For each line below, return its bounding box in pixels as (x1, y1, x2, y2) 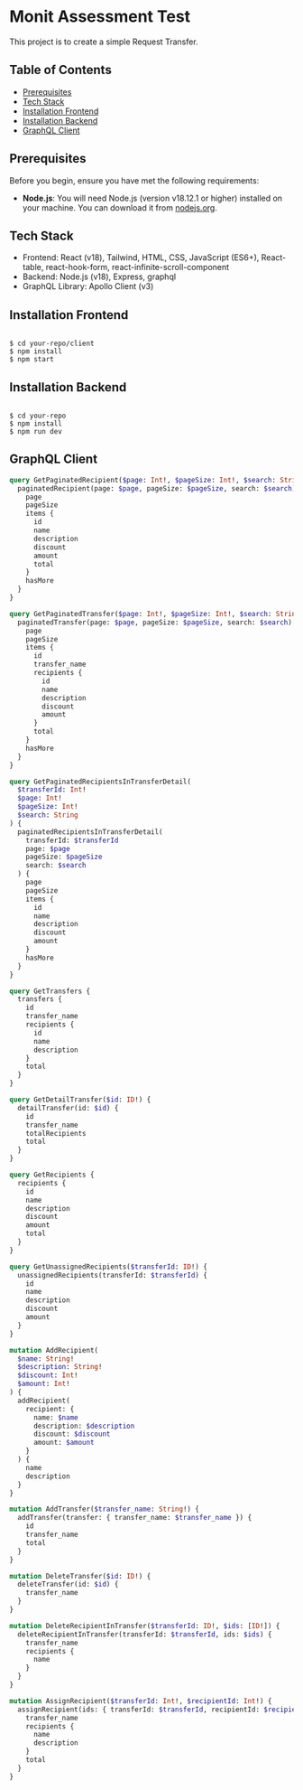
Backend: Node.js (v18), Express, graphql (22, 271, 177, 282)
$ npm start (9, 355, 54, 364)
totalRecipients (25, 1129, 87, 1138)
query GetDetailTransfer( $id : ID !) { (9, 1095, 151, 1104)
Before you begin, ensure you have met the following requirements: (9, 174, 260, 186)
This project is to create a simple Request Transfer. (9, 36, 198, 47)
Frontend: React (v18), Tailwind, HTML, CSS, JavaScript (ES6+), (22, 252, 260, 263)
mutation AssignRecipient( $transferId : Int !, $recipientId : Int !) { (9, 1696, 272, 1705)
